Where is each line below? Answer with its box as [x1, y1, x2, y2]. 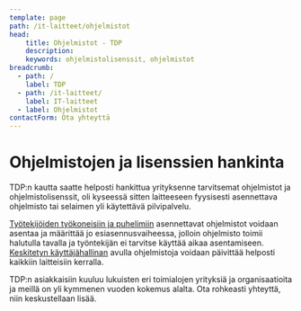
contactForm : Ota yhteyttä [9, 113, 111, 122]
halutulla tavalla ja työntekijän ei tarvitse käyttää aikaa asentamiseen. [9, 237, 264, 248]
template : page [9, 13, 66, 22]
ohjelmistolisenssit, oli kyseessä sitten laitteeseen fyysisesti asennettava [9, 191, 279, 202]
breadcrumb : [9, 64, 54, 73]
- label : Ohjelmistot [17, 105, 99, 114]
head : [9, 30, 30, 39]
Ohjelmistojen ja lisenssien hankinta [9, 152, 285, 173]
